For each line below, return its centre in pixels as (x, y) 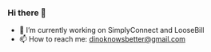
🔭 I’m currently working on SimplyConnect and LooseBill (111, 30)
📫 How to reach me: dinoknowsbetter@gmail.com (102, 39)
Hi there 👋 (27, 13)
